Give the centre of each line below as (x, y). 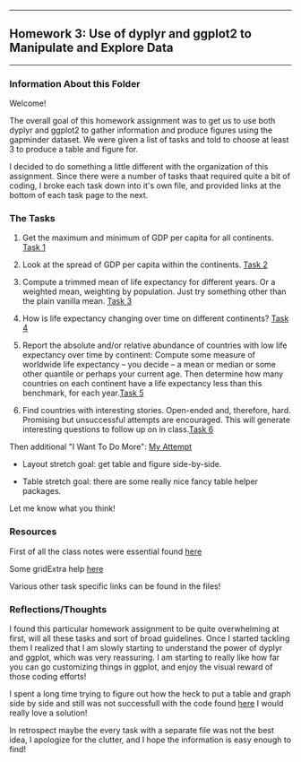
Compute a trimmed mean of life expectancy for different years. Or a (149, 282)
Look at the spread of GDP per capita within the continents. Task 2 (145, 264)
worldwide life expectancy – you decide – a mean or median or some (149, 365)
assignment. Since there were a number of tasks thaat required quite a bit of (150, 177)
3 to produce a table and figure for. (74, 150)
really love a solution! (48, 713)
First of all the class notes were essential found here (106, 551)
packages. (42, 491)
